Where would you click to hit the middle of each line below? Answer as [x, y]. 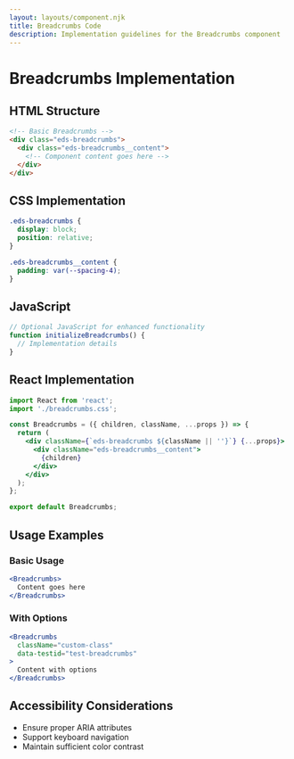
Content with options [57, 670]
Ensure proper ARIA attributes [77, 727]
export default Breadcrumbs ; [63, 507]
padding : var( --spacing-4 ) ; [69, 270]
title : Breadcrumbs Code [55, 26]
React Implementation [72, 380]
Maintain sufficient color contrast [83, 747]
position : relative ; [55, 238]
